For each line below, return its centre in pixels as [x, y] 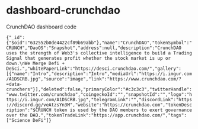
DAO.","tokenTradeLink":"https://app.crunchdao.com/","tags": [108, 115]
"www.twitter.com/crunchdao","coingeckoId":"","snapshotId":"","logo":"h [99, 94]
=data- [14, 84]
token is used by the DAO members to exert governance [123, 110]
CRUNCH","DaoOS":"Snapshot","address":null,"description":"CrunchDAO [94, 48]
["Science [18, 120]
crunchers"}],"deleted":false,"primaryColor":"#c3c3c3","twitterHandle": [99, 89]
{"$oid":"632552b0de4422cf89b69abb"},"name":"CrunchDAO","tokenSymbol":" [99, 43]
